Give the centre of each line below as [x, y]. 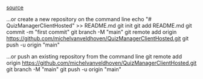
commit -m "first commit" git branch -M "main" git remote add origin [92, 32]
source [15, 8]
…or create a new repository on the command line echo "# [79, 19]
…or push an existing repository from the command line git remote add [94, 56]
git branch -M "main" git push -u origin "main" [64, 69]
